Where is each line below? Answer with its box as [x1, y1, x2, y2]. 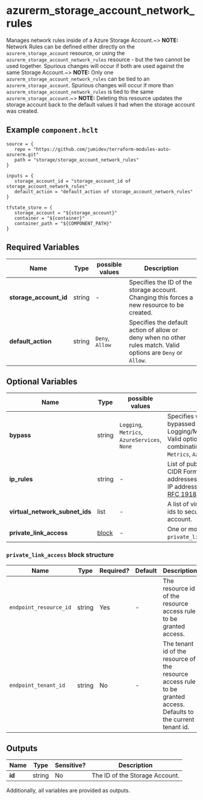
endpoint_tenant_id [9, 682, 65, 689]
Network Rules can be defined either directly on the [6, 43, 135, 50]
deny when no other [129, 333, 186, 342]
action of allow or [129, 325, 178, 334]
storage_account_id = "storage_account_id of [14, 178, 131, 184]
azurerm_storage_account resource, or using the [6, 49, 125, 56]
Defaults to [163, 707, 195, 716]
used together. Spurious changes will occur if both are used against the [6, 62, 184, 70]
